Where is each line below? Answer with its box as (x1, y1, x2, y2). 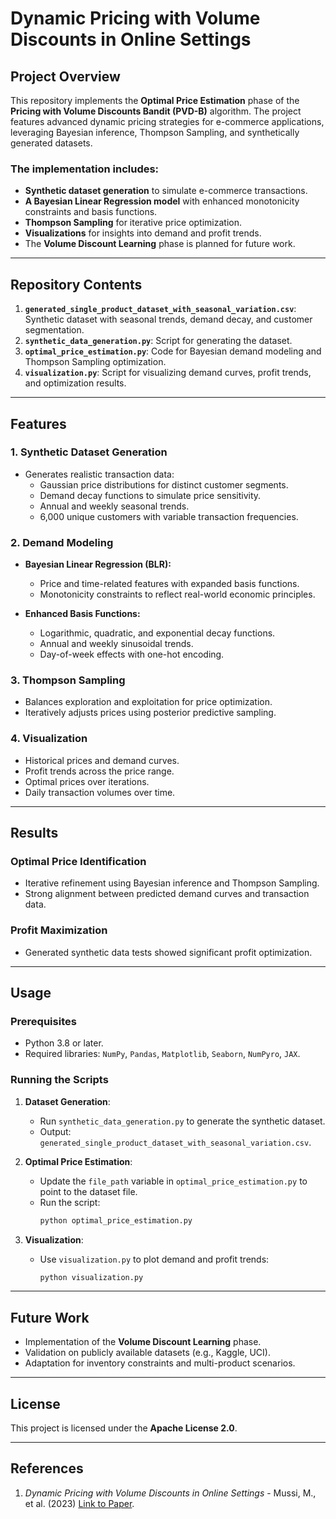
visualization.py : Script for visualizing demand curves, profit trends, (24, 367, 312, 379)
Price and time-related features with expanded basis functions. (39, 578, 300, 590)
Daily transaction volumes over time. (24, 786, 176, 798)
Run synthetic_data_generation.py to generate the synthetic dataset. (39, 1115, 326, 1127)
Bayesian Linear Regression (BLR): (24, 558, 172, 571)
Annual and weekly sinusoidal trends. (39, 638, 194, 650)
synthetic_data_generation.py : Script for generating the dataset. (24, 335, 293, 347)
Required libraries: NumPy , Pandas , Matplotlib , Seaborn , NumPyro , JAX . (24, 1048, 301, 1060)
